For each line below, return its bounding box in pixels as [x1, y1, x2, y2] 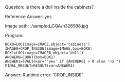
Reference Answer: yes [5, 14, 52, 19]
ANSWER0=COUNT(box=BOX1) [5, 55, 55, 60]
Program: [5, 33, 24, 38]
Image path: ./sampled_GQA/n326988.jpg [5, 23, 89, 29]
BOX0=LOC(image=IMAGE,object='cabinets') [5, 42, 90, 47]
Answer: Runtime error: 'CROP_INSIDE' [5, 72, 83, 78]
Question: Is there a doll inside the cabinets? [5, 4, 94, 10]
